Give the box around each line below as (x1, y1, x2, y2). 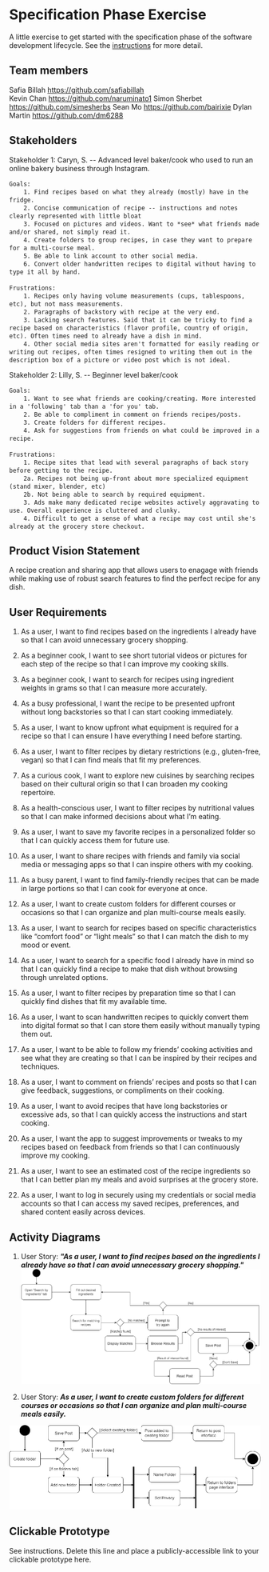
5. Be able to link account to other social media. (23, 252, 199, 260)
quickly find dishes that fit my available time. (20, 997, 168, 1006)
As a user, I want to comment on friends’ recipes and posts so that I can (20, 1078, 258, 1087)
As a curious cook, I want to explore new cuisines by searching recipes (20, 770, 255, 781)
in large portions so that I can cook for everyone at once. (20, 884, 208, 894)
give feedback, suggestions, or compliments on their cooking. (20, 1086, 224, 1095)
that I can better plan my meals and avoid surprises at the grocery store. (20, 1174, 259, 1185)
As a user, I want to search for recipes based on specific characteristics (20, 923, 257, 933)
